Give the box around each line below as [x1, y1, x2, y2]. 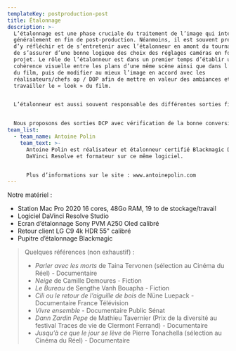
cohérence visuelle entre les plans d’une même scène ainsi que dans [13, 63, 221, 70]
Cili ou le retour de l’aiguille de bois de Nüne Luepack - [34, 291, 195, 300]
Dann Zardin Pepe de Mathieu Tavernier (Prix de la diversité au [34, 314, 218, 322]
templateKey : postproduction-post [7, 10, 109, 18]
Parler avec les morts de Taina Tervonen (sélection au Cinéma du [34, 262, 225, 270]
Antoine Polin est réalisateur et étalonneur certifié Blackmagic [25, 146, 225, 153]
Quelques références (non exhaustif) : [24, 248, 135, 257]
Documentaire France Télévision [34, 299, 129, 307]
